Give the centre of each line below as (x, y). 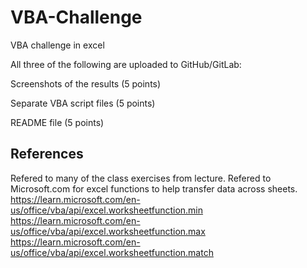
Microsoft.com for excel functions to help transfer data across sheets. (154, 188)
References (47, 154)
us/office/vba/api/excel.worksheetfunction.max (108, 231)
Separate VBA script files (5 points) (83, 103)
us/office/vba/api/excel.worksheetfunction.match (112, 252)
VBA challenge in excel (57, 45)
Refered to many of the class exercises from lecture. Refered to (141, 178)
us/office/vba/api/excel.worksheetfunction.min (107, 210)
